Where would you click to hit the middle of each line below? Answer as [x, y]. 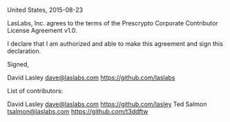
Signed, [18, 64]
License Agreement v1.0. [42, 30]
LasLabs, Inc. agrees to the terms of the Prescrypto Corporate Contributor [113, 23]
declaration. [24, 51]
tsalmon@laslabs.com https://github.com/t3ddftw [78, 111]
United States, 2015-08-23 [45, 10]
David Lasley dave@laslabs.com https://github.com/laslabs [91, 77]
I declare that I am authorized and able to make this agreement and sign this [115, 44]
